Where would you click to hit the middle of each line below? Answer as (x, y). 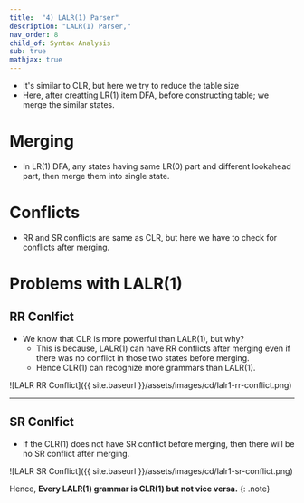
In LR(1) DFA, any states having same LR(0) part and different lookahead (157, 166)
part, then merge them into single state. (96, 176)
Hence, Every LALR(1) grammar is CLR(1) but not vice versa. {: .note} (140, 489)
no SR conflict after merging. (76, 453)
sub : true (28, 52)
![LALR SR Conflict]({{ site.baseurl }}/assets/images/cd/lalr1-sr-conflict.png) (151, 470)
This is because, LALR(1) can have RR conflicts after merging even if (163, 348)
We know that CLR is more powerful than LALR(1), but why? (133, 338)
